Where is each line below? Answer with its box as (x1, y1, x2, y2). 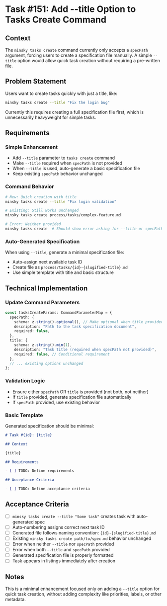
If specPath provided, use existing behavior (12, 399, 100, 405)
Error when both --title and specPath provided (12, 547, 110, 553)
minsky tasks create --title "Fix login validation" (5, 199, 117, 204)
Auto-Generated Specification (5, 238, 80, 245)
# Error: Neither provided (5, 222, 61, 227)
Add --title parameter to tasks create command (12, 155, 115, 161)
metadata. (5, 597, 26, 603)
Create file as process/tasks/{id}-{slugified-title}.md (12, 264, 128, 270)
